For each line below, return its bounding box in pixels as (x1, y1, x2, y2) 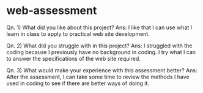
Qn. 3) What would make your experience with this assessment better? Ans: (6, 66, 197, 74)
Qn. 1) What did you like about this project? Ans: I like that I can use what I (6, 24, 193, 31)
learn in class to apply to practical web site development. (6, 30, 150, 37)
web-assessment (6, 4, 97, 18)
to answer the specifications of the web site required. (6, 55, 141, 62)
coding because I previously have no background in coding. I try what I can (6, 48, 196, 55)
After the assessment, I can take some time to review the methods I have (6, 73, 190, 80)
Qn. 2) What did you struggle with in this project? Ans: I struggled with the (6, 42, 193, 49)
